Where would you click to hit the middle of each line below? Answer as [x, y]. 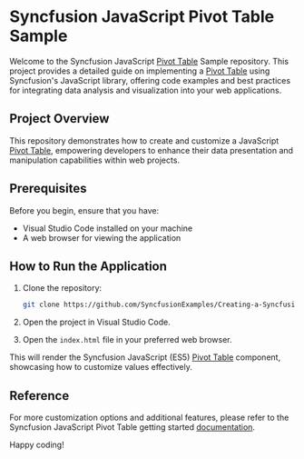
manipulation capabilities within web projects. [94, 160]
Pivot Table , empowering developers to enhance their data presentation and [151, 150]
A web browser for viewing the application [102, 237]
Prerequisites [48, 189]
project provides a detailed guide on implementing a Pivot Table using [140, 71]
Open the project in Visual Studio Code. [96, 322]
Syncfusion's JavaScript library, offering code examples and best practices [150, 80]
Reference [39, 396]
